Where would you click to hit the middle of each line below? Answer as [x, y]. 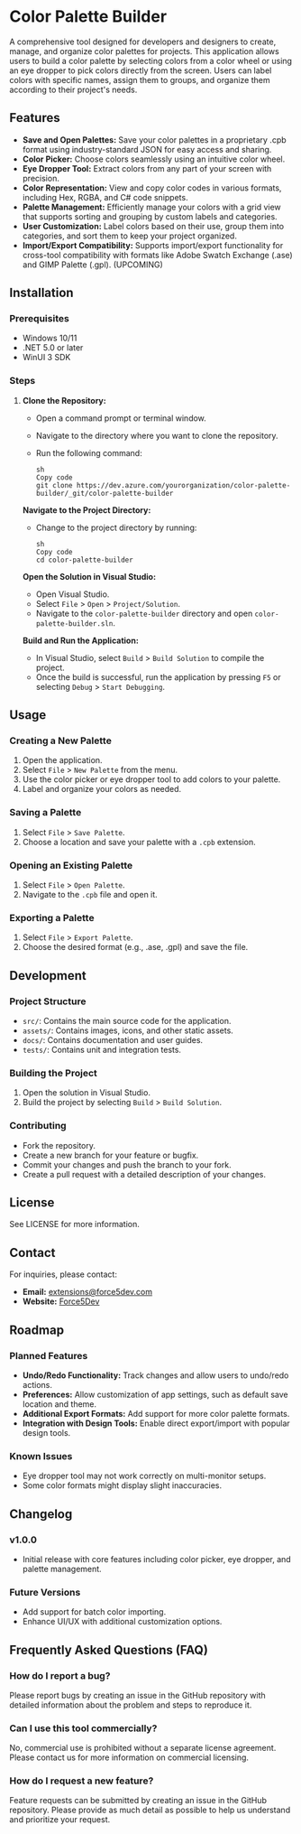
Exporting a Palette [52, 917]
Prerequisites [39, 319]
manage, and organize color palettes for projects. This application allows [144, 51]
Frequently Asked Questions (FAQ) [109, 1650]
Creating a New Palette [61, 740]
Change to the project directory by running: [116, 527]
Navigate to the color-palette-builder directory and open [144, 613]
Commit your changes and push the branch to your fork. [127, 1164]
